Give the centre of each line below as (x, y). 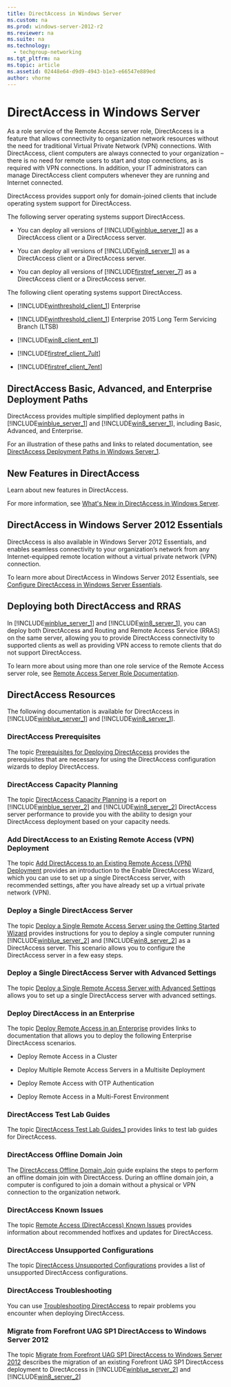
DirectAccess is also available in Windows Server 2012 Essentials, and (107, 542)
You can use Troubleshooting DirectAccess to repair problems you (102, 1305)
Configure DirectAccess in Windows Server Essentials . (85, 585)
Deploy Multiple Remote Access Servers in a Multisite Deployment (111, 1070)
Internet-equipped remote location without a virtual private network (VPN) (112, 556)
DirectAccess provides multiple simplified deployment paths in (96, 416)
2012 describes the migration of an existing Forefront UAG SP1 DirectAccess (115, 1362)
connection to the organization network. (64, 1192)
